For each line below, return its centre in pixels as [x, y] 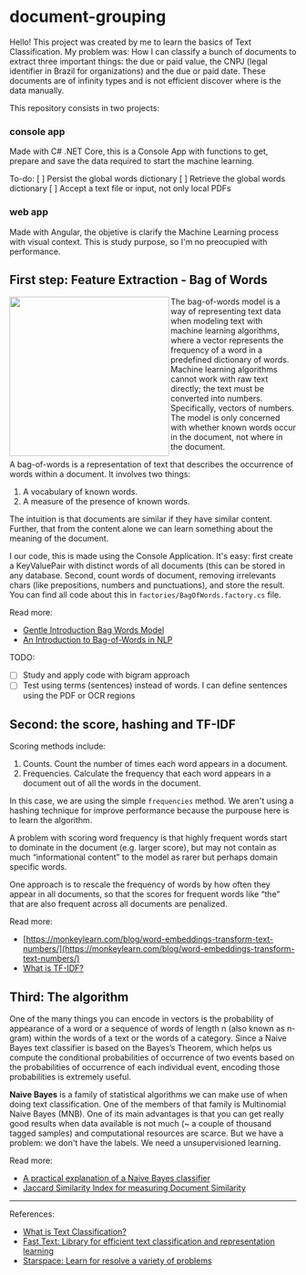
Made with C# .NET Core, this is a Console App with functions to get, [139, 151]
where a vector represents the [227, 341]
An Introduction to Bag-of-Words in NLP [97, 640]
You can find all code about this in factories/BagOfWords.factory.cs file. [146, 595]
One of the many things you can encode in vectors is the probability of [142, 1019]
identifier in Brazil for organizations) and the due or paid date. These [138, 71]
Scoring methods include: [58, 746]
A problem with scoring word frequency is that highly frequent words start [148, 838]
